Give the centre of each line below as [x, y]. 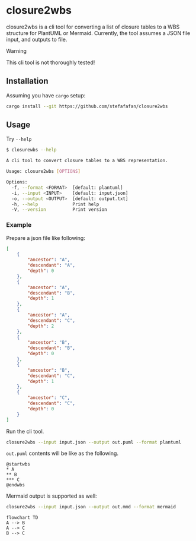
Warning [16, 50]
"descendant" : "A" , [52, 265]
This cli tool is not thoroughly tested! [51, 62]
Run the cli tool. [25, 431]
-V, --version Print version [60, 210]
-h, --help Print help [55, 204]
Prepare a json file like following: [46, 238]
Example [19, 225]
